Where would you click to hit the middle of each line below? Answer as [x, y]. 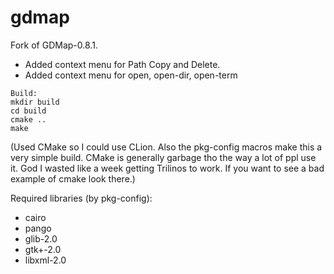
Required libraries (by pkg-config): [81, 198]
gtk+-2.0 [43, 249]
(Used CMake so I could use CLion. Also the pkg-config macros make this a [166, 147]
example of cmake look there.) [73, 178]
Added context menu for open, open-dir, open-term [131, 75]
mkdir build [35, 102]
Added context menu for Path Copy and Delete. [122, 64]
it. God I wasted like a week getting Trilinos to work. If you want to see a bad [167, 168]
